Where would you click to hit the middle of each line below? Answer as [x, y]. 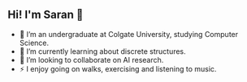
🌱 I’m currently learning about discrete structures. [102, 51]
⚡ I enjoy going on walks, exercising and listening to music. [118, 68]
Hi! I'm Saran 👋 [45, 15]
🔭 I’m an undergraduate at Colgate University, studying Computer [129, 34]
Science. [34, 43]
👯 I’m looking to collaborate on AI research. [91, 59]
